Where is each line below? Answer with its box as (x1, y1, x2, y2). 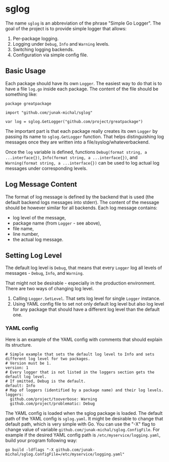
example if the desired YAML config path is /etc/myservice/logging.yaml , (5, 432, 161, 438)
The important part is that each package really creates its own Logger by (5, 128, 158, 134)
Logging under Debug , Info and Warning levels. (12, 41, 110, 47)
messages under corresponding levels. (5, 165, 88, 171)
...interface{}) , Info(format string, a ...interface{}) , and (5, 154, 138, 160)
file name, (12, 225, 34, 231)
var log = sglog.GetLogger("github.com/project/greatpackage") (5, 119, 143, 124)
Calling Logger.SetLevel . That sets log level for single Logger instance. (12, 295, 161, 302)
